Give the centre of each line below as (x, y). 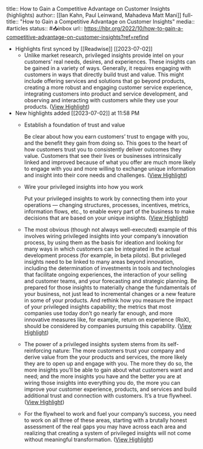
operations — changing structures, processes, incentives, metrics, (107, 205)
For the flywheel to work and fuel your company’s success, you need (110, 414)
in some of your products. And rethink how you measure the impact (108, 300)
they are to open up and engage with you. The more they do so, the (108, 363)
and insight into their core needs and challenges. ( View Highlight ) (106, 175)
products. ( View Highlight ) (57, 107)
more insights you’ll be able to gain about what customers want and (108, 370)
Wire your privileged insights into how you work (84, 187)
